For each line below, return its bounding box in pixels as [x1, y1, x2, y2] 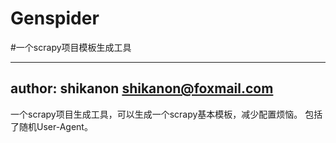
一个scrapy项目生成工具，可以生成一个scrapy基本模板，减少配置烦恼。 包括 [10, 108, 323, 120]
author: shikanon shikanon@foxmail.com [10, 80, 274, 97]
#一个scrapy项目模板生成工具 [10, 41, 132, 53]
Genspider [10, 7, 100, 30]
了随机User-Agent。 [10, 120, 93, 132]
